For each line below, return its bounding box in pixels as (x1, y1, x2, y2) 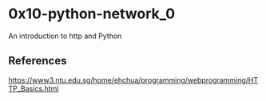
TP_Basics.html (8, 84, 59, 93)
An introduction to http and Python (8, 31, 122, 41)
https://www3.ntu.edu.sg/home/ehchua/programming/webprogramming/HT (8, 75, 259, 84)
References (8, 54, 67, 68)
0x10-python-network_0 (8, 5, 176, 23)
